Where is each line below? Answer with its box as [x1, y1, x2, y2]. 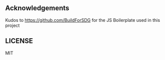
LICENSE [5, 37, 33, 45]
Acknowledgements [5, 4, 69, 12]
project [5, 22, 20, 28]
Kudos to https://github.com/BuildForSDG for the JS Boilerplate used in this [5, 17, 160, 23]
